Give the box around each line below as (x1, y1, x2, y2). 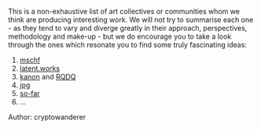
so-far (19, 89, 41, 98)
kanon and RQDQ (19, 72, 76, 81)
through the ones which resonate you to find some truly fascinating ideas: (8, 40, 248, 50)
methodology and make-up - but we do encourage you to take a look (8, 31, 232, 41)
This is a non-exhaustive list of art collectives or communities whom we (8, 7, 240, 16)
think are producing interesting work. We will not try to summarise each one (8, 15, 254, 24)
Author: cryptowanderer (8, 112, 86, 121)
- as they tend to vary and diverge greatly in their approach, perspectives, (8, 24, 248, 32)
